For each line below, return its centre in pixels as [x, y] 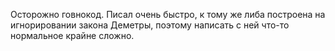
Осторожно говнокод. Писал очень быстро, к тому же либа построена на [168, 14]
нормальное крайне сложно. [72, 35]
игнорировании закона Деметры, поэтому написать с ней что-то [150, 25]
